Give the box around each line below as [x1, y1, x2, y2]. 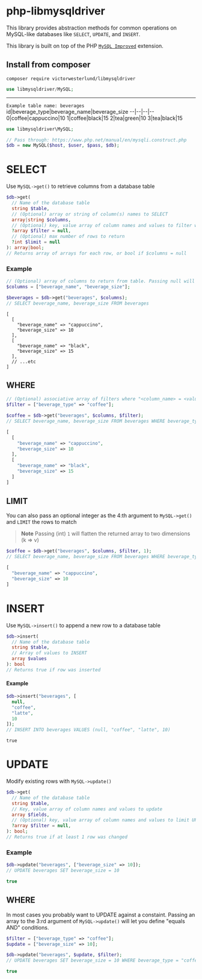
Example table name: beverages [6, 102, 85, 109]
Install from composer [6, 60, 91, 70]
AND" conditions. [6, 924, 49, 931]
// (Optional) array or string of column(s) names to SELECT [11, 211, 168, 217]
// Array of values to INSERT [11, 650, 87, 656]
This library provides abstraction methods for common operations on [6, 24, 177, 31]
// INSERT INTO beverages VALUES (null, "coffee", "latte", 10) [6, 727, 171, 733]
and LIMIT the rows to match [6, 518, 77, 526]
